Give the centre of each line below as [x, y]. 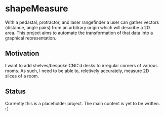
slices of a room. [22, 76]
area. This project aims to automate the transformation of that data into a [79, 33]
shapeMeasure [37, 9]
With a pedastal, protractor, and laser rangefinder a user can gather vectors [82, 22]
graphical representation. [31, 38]
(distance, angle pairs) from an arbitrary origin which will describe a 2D [78, 27]
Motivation [22, 54]
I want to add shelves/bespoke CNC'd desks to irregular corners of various [82, 65]
